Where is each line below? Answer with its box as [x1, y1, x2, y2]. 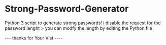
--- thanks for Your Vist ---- [5, 35, 63, 41]
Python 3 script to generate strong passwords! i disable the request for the [5, 20, 161, 26]
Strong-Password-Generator [5, 3, 129, 15]
